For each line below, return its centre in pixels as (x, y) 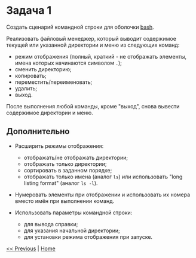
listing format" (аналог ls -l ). (61, 183)
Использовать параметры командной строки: (73, 213)
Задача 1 (29, 10)
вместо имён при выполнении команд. (65, 201)
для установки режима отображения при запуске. (88, 236)
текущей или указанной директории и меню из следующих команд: (93, 45)
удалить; (26, 88)
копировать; (30, 75)
